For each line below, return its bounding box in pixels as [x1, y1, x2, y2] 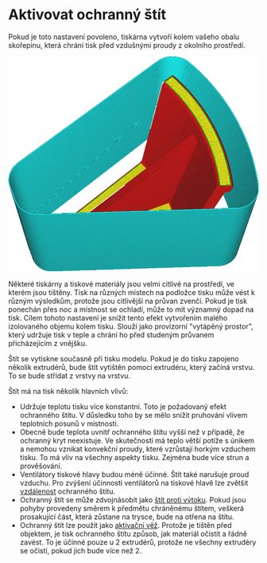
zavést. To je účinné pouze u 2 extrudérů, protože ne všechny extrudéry [19, 537, 257, 547]
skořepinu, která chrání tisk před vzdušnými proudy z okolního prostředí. [8, 40, 246, 49]
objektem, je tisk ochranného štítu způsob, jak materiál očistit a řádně [19, 529, 248, 538]
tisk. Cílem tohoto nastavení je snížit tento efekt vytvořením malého [8, 313, 228, 322]
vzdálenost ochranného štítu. [19, 486, 116, 496]
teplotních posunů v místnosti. [19, 419, 119, 428]
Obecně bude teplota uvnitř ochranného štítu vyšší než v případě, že [19, 427, 245, 436]
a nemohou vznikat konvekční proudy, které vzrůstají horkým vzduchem [19, 444, 256, 454]
